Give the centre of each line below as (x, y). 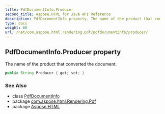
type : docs (16, 23)
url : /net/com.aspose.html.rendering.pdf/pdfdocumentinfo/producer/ (77, 32)
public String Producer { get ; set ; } (45, 73)
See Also (16, 85)
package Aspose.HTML (36, 106)
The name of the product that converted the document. (61, 64)
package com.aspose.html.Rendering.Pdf (54, 101)
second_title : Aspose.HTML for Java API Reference (58, 14)
